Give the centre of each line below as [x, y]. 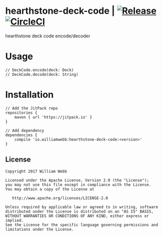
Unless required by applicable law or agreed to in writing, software [82, 207]
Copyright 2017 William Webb [36, 171]
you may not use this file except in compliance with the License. [78, 185]
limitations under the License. [39, 229]
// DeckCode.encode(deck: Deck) [39, 70]
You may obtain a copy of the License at [50, 189]
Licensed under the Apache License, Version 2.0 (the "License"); [77, 180]
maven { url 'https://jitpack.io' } [53, 117]
